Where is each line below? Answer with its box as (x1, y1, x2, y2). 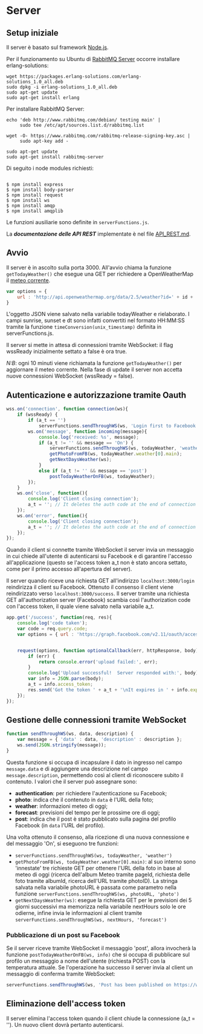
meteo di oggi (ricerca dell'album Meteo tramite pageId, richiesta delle (14, 871, 190, 878)
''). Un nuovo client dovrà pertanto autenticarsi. (6, 1021, 124, 1028)
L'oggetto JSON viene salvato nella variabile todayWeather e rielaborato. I (6, 311, 190, 318)
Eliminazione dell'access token (6, 998, 126, 1009)
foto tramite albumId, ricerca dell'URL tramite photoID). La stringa (14, 877, 178, 884)
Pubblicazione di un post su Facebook (6, 931, 120, 939)
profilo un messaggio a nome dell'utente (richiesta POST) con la (6, 957, 166, 965)
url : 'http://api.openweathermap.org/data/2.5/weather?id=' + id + (17, 294, 193, 300)
